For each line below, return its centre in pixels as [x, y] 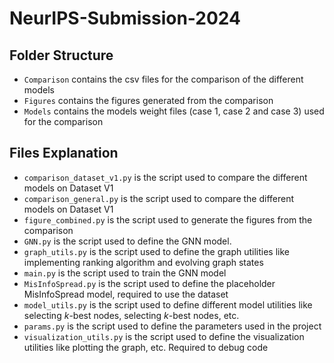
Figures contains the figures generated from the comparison [148, 100]
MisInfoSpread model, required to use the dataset [126, 294]
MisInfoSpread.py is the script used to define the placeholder [149, 283]
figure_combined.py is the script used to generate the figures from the [168, 219]
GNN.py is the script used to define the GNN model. [127, 241]
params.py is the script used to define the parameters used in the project [172, 326]
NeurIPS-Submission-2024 [125, 18]
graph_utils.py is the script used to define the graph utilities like [156, 251]
